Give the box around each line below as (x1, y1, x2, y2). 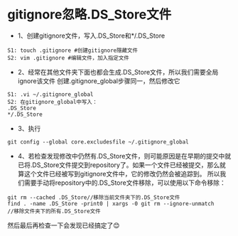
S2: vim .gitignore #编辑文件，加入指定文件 (7, 54, 129, 61)
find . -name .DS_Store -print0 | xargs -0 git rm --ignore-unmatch (7, 200, 215, 207)
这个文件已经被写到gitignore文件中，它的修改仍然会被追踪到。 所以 (23, 169, 220, 178)
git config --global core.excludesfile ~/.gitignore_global (7, 138, 190, 146)
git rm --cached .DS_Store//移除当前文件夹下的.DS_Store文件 (7, 193, 180, 201)
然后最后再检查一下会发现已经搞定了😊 (7, 221, 120, 230)
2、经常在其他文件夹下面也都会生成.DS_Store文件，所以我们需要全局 (17, 68, 219, 76)
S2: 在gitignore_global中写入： (7, 98, 98, 105)
